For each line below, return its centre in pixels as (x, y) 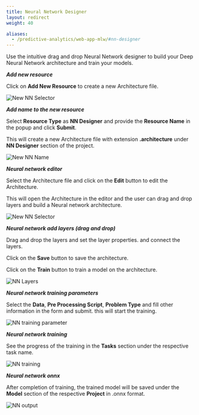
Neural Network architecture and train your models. (70, 63)
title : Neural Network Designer (46, 12)
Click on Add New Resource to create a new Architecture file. (82, 86)
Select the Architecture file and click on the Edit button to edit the (87, 180)
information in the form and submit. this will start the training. (82, 311)
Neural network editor (34, 169)
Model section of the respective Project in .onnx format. (76, 394)
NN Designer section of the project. (50, 146)
